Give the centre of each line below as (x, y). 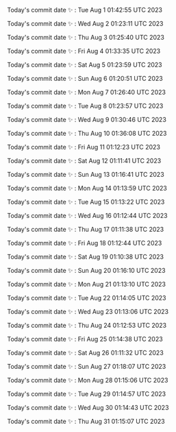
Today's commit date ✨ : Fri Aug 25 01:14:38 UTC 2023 (85, 339)
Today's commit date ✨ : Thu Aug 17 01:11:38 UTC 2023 (86, 229)
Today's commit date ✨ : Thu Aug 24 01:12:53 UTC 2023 (87, 325)
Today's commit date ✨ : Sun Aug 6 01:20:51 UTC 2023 (85, 79)
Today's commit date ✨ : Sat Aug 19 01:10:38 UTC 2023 (86, 257)
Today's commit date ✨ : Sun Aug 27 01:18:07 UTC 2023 (87, 367)
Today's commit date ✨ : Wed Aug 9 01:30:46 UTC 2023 (87, 120)
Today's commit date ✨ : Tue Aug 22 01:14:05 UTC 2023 (87, 298)
